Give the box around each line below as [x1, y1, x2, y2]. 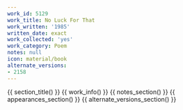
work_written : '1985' [7, 23, 71, 30]
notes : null [7, 49, 42, 56]
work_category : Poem [7, 42, 68, 49]
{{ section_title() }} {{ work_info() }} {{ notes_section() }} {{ [7, 88, 175, 96]
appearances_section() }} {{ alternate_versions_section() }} [7, 95, 177, 103]
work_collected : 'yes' [7, 36, 73, 43]
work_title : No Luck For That [7, 17, 96, 24]
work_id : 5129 [7, 10, 49, 17]
